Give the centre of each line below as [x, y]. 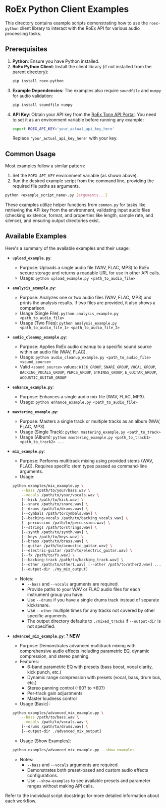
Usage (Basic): [35, 703]
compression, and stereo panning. [55, 656]
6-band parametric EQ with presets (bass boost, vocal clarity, [90, 667]
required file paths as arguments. [46, 186]
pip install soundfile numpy [42, 105]
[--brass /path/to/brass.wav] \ [55, 541]
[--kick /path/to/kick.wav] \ [53, 500]
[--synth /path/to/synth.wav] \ [55, 532]
